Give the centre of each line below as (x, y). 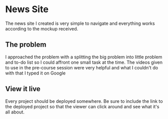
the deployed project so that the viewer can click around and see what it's (82, 106)
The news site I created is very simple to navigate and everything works (80, 23)
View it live (23, 89)
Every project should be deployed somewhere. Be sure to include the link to (84, 101)
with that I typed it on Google (35, 73)
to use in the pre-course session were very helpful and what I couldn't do (82, 67)
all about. (15, 112)
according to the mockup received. (42, 28)
